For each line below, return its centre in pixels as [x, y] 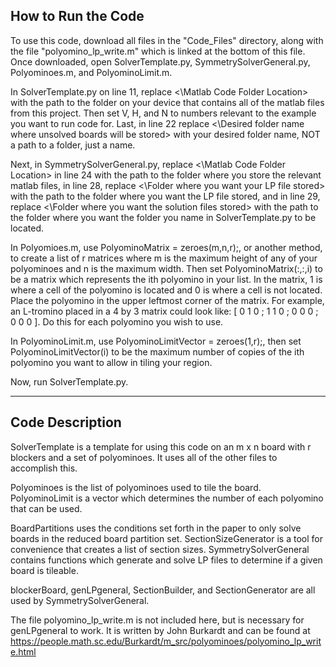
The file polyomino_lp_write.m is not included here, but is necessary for [157, 620]
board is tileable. [44, 570]
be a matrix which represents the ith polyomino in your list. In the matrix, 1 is [166, 279]
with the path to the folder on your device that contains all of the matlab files [167, 102]
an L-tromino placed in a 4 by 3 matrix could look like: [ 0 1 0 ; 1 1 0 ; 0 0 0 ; [164, 311]
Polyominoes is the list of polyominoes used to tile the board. [136, 487]
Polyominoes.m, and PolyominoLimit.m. [91, 72]
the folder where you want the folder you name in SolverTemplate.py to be [163, 217]
